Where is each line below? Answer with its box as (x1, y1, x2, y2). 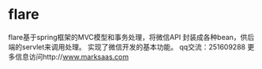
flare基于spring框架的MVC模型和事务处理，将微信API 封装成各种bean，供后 (8, 32, 255, 42)
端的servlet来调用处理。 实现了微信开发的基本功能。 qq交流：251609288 (8, 42, 246, 52)
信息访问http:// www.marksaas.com (14, 52, 129, 61)
